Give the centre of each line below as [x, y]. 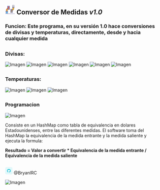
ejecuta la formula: [24, 141]
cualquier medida [27, 38]
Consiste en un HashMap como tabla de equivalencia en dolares [70, 125]
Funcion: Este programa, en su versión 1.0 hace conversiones [80, 26]
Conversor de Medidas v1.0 [59, 12]
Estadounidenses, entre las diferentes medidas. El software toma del [75, 130]
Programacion [22, 105]
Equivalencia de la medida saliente [41, 156]
